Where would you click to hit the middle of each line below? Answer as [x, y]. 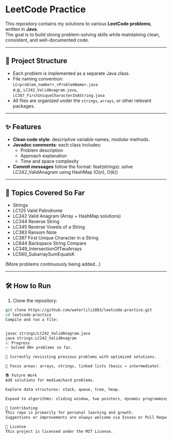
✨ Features [23, 127]
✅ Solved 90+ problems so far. [39, 348]
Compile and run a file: [32, 320]
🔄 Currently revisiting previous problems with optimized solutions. [81, 357]
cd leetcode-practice [28, 315]
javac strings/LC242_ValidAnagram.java [48, 333]
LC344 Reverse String [36, 222]
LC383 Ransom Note [35, 232]
